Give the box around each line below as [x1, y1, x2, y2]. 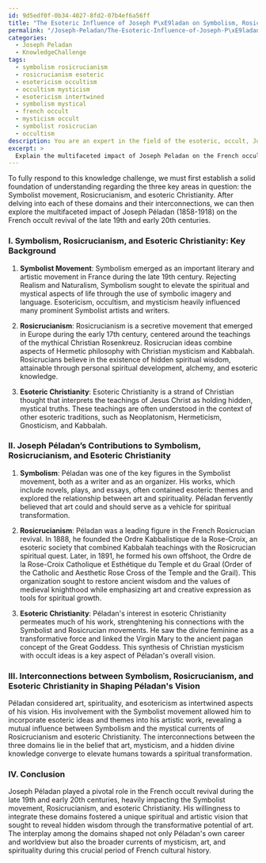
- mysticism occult [15, 115, 80, 123]
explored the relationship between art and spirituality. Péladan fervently [19, 493, 253, 503]
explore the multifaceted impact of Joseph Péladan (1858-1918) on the [8, 207, 237, 217]
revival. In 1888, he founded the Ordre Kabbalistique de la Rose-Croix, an [19, 534, 258, 543]
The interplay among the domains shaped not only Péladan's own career [8, 829, 245, 838]
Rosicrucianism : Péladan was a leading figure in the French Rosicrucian [19, 525, 256, 535]
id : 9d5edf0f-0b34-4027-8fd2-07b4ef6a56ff [8, 11, 150, 20]
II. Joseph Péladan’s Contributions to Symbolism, [8, 440, 201, 451]
